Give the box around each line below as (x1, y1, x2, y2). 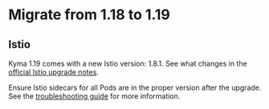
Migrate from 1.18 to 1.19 (8, 6, 170, 24)
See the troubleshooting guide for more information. (8, 91, 181, 101)
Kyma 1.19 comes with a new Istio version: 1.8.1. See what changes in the (8, 59, 247, 68)
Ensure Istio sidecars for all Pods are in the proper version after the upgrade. (8, 83, 262, 92)
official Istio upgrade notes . (8, 67, 99, 77)
